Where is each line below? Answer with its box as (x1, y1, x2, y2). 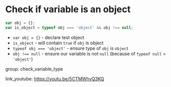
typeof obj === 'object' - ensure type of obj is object (12, 45, 129, 51)
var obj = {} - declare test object (12, 34, 84, 40)
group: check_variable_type (5, 66, 63, 72)
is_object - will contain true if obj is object (12, 40, 104, 46)
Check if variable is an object (5, 4, 131, 15)
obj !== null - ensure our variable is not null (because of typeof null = (12, 50, 166, 56)
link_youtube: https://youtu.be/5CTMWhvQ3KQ (5, 75, 105, 82)
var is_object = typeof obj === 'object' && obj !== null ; (5, 25, 134, 30)
